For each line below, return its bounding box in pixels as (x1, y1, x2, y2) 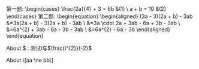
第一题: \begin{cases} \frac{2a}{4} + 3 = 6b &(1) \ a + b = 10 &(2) (6, 5, 167, 12)
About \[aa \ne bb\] (6, 56, 54, 64)
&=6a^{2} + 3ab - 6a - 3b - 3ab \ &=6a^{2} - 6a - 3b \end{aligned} (6, 26, 171, 33)
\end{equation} (6, 32, 44, 39)
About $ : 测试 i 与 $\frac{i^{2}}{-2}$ (6, 44, 92, 52)
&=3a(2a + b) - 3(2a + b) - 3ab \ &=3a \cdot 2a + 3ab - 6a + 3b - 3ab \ (6, 20, 181, 26)
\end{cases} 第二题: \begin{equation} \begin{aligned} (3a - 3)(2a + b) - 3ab (6, 13, 193, 20)
